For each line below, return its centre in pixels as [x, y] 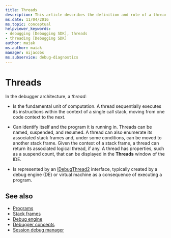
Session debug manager [38, 230]
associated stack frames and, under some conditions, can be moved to [87, 138]
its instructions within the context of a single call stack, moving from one [89, 112]
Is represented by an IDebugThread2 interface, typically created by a [85, 169]
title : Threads [21, 10]
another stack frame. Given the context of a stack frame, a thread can [86, 143]
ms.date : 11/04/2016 [27, 19]
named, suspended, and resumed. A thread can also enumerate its [82, 132]
